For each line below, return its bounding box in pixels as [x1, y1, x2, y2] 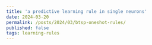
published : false [6, 25, 49, 31]
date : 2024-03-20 [6, 14, 49, 20]
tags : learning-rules [6, 30, 60, 36]
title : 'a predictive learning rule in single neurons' [6, 8, 147, 15]
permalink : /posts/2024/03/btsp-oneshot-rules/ [6, 19, 126, 25]
